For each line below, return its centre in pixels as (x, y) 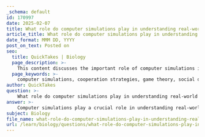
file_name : (20, 119)
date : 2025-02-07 (28, 23)
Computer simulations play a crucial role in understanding (95, 108)
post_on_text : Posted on (38, 46)
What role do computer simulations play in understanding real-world (108, 96)
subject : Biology (28, 113)
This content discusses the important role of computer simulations (106, 68)
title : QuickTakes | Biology (49, 57)
